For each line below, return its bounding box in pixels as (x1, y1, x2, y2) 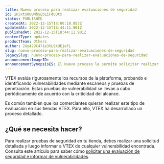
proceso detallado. (5, 111, 43, 117)
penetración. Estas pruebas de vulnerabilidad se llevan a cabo (5, 86, 131, 92)
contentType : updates (5, 35, 49, 40)
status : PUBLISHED (5, 16, 43, 21)
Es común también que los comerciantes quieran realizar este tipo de (5, 100, 145, 106)
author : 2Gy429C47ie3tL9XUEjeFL (5, 44, 71, 48)
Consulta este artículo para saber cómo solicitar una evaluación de (5, 148, 140, 154)
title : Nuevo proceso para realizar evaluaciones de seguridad (5, 7, 137, 12)
